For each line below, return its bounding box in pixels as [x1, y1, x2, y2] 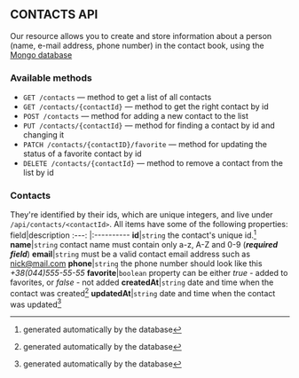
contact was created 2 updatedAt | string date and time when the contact [10, 287, 276, 298]
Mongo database [10, 49, 73, 60]
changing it [22, 130, 65, 140]
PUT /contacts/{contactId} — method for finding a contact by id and [22, 120, 276, 131]
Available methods [10, 71, 92, 83]
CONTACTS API [10, 7, 98, 22]
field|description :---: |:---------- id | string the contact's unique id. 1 [10, 228, 256, 240]
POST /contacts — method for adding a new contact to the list [22, 111, 249, 122]
